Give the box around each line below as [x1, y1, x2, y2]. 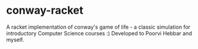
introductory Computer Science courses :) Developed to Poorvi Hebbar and [6, 29, 193, 36]
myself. [6, 36, 25, 43]
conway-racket [6, 4, 84, 17]
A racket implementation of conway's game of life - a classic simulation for [6, 23, 191, 30]
